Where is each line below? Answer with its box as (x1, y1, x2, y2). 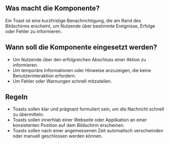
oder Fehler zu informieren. (5, 28, 62, 34)
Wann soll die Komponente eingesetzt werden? (5, 43, 157, 52)
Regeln (5, 93, 28, 101)
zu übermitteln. (12, 112, 45, 118)
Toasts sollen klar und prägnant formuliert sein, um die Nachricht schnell (12, 106, 164, 112)
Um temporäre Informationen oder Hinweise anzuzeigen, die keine (12, 67, 151, 73)
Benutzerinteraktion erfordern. (12, 73, 76, 79)
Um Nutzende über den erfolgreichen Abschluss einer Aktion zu (12, 56, 147, 62)
